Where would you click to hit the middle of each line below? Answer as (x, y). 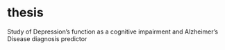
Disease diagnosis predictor (47, 38)
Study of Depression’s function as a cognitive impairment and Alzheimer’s (113, 32)
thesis (25, 13)
